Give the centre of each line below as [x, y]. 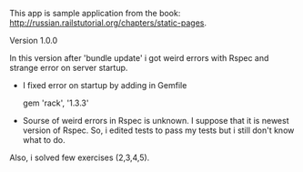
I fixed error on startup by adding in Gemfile [105, 85]
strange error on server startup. [69, 68]
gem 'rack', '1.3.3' [56, 103]
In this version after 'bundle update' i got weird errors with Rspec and [139, 58]
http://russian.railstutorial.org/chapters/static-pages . [108, 23]
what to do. [44, 140]
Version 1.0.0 [34, 40]
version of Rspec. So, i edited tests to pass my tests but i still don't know [158, 130]
